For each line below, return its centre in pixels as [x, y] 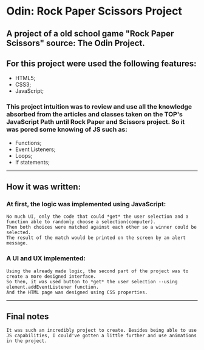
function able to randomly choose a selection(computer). [81, 222]
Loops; [24, 155]
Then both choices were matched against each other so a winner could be [102, 227]
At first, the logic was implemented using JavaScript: [86, 204]
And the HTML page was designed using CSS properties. [77, 292]
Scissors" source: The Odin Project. [76, 43]
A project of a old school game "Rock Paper [90, 34]
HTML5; [25, 78]
